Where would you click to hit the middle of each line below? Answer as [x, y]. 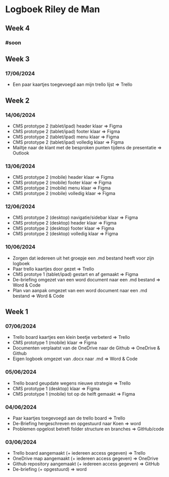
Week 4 [18, 28]
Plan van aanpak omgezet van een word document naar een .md [80, 290]
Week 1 [17, 312]
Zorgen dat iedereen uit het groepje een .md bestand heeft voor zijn [83, 258]
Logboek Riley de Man [53, 9]
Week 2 [17, 100]
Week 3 [17, 59]
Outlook [21, 153]
